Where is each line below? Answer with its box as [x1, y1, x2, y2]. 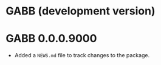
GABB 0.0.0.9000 [5, 32, 97, 46]
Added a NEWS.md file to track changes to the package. [14, 52, 150, 59]
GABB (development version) [5, 4, 156, 18]
